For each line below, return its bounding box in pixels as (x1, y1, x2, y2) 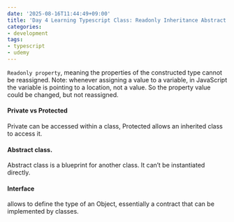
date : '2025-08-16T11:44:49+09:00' (7, 10, 111, 17)
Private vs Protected (7, 106, 68, 115)
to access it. (7, 130, 43, 138)
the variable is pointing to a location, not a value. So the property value (7, 83, 211, 91)
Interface (7, 184, 35, 193)
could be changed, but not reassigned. (7, 90, 119, 98)
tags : (7, 36, 23, 43)
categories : (7, 23, 42, 30)
